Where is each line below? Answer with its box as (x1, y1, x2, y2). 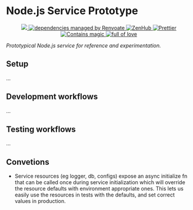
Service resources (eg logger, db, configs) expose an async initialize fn (14, 172, 188, 180)
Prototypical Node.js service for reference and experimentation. (6, 42, 161, 49)
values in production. (14, 198, 66, 205)
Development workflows (6, 92, 98, 102)
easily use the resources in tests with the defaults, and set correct (14, 191, 175, 198)
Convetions (6, 157, 49, 167)
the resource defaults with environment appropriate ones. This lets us (14, 185, 184, 192)
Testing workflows (6, 124, 76, 134)
